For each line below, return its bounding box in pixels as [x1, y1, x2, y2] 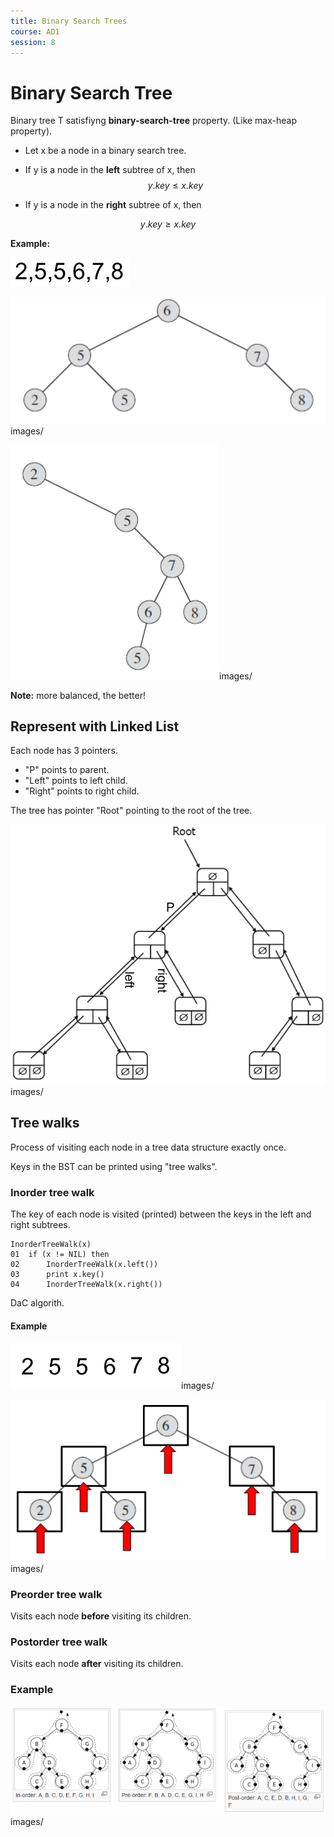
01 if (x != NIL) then [10, 1249, 110, 1259]
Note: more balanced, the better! [10, 689, 146, 701]
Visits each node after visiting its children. [10, 1658, 184, 1670]
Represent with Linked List [10, 718, 180, 735]
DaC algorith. [10, 1296, 65, 1309]
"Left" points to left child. [24, 775, 128, 787]
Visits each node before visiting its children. [10, 1610, 192, 1622]
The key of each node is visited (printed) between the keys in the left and [10, 1208, 312, 1220]
